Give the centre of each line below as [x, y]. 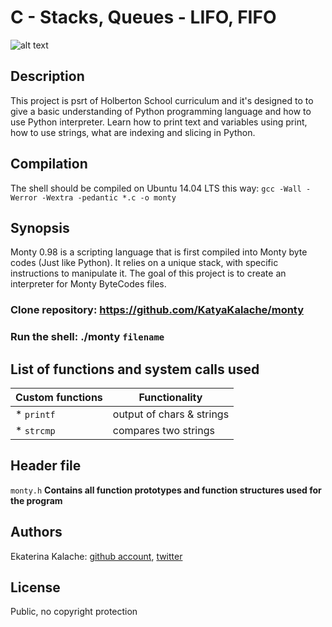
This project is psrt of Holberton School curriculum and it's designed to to [162, 100]
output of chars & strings [171, 414]
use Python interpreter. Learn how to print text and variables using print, [159, 122]
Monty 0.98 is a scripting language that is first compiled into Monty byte [159, 252]
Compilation [49, 164]
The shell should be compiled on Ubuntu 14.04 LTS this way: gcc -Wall [156, 188]
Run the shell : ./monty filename [87, 337]
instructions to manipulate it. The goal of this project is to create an [148, 273]
